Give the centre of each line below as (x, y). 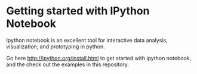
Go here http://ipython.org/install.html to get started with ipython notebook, (99, 58)
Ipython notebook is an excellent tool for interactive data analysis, (87, 40)
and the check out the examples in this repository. (68, 64)
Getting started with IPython (78, 11)
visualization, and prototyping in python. (56, 47)
